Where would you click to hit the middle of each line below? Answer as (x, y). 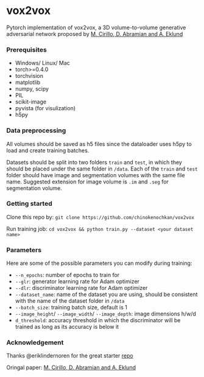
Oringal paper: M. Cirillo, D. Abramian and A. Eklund (71, 368)
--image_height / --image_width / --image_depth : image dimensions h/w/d (106, 314)
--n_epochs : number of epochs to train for (67, 275)
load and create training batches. (48, 150)
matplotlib (28, 82)
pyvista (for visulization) (45, 108)
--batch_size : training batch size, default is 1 (71, 308)
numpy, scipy (32, 89)
